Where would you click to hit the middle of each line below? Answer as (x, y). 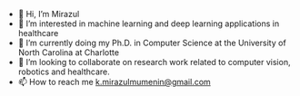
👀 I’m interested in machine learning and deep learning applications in (149, 24)
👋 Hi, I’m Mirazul (49, 14)
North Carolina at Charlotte (69, 53)
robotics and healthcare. (64, 72)
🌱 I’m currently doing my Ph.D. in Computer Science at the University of (152, 43)
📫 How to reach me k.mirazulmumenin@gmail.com (114, 82)
